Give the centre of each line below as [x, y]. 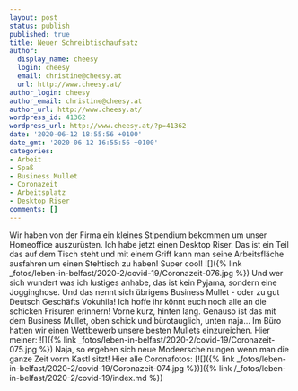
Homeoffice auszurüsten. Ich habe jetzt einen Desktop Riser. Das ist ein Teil [149, 244]
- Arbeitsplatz [38, 193]
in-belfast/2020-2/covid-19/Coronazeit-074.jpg [97, 368]
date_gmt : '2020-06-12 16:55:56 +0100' [84, 143]
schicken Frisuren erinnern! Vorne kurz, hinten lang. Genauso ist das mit [143, 311]
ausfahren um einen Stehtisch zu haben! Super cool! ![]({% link [126, 263]
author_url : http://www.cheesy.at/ [76, 109]
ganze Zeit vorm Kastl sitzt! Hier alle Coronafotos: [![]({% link [122, 359]
